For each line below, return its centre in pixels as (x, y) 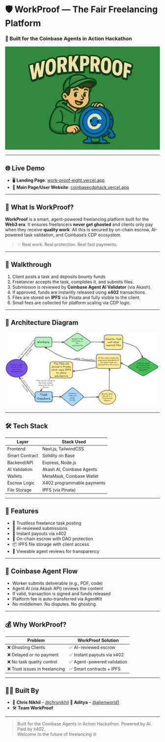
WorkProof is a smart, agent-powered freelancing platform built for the (77, 219)
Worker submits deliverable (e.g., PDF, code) (57, 583)
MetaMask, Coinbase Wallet (71, 476)
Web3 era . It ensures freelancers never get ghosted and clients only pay (79, 224)
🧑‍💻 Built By (22, 690)
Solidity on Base (59, 456)
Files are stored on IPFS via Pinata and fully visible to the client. (76, 297)
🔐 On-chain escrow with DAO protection (53, 539)
